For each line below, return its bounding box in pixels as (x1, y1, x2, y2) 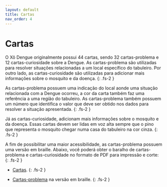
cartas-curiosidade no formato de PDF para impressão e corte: (29, 152, 159, 158)
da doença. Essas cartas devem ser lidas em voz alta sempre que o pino (5, 121, 154, 127)
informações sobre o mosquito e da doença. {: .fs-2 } (5, 76, 115, 82)
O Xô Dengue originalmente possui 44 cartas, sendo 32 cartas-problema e (5, 54, 159, 60)
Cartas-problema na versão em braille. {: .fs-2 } (12, 177, 110, 183)
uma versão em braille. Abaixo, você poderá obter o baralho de (5, 147, 135, 153)
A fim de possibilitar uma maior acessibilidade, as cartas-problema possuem (5, 141, 163, 147)
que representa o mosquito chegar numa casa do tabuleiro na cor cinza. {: (5, 126, 158, 132)
